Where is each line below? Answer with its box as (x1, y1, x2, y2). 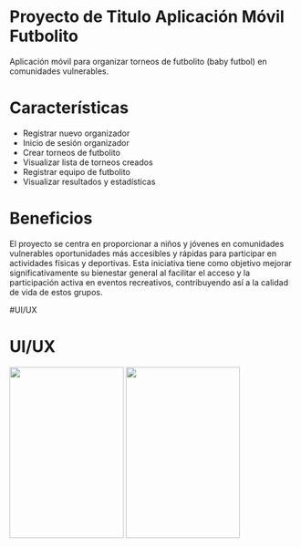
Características (9, 98, 130, 119)
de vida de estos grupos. (9, 286, 103, 297)
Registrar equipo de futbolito (22, 166, 130, 177)
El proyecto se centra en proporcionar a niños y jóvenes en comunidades (9, 238, 285, 249)
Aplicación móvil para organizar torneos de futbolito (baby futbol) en (9, 56, 267, 67)
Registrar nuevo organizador (22, 128, 130, 139)
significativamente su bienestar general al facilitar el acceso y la (9, 267, 251, 278)
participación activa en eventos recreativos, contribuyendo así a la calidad (9, 276, 289, 288)
